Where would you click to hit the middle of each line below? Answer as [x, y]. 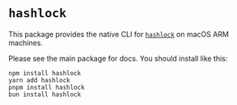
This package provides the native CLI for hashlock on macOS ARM [118, 34]
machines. [25, 43]
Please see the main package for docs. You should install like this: [118, 58]
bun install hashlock [45, 94]
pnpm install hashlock [47, 87]
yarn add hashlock [39, 80]
